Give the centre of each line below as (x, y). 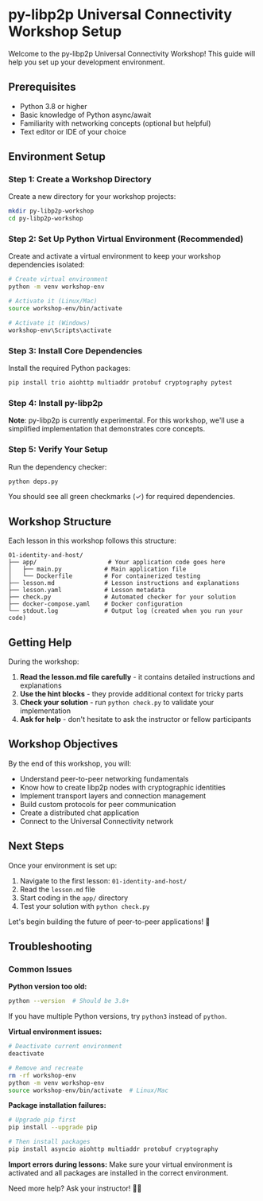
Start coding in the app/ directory (74, 898)
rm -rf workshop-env (43, 1075)
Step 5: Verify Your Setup (58, 450)
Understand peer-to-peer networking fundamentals (104, 778)
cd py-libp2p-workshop (46, 219)
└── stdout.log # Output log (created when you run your (126, 611)
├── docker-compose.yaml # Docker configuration (95, 604)
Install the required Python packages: (70, 368)
